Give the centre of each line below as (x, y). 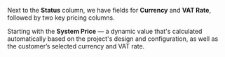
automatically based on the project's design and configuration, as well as (113, 39)
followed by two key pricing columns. (61, 18)
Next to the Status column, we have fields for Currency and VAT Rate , (109, 10)
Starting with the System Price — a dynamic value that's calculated (105, 31)
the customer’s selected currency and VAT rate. (76, 46)
